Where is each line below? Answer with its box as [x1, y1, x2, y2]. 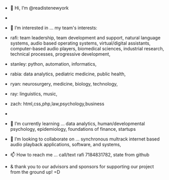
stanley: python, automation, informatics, [10, 61, 97, 67]
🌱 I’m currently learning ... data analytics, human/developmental [10, 121, 145, 127]
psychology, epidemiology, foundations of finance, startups [10, 126, 136, 132]
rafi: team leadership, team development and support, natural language [10, 35, 161, 41]
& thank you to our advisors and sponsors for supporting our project [10, 164, 154, 169]
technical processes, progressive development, [10, 51, 111, 57]
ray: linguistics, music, [10, 91, 57, 97]
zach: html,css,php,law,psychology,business [10, 101, 104, 107]
